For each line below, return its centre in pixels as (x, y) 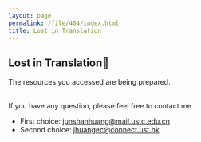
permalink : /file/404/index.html (64, 23)
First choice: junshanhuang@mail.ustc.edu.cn (95, 121)
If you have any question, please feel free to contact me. (101, 106)
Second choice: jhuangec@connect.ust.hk (89, 130)
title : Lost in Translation (55, 30)
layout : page (30, 16)
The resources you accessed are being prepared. (89, 82)
